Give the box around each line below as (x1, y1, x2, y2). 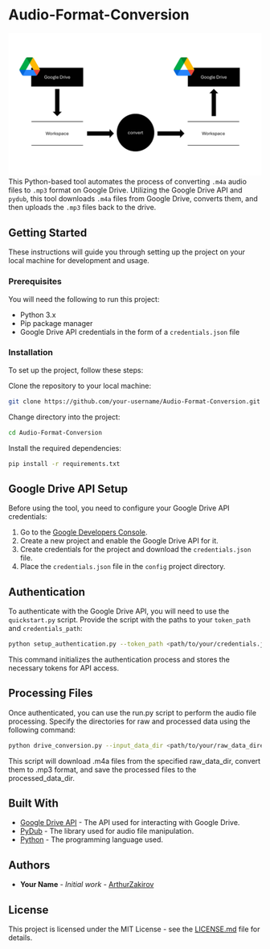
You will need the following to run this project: (8, 294, 160, 303)
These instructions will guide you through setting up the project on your (8, 247, 246, 257)
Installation (8, 347, 54, 358)
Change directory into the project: (8, 412, 121, 422)
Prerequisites (8, 276, 62, 287)
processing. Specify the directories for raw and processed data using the (8, 716, 251, 726)
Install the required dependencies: (8, 443, 122, 452)
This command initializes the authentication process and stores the (8, 654, 231, 664)
